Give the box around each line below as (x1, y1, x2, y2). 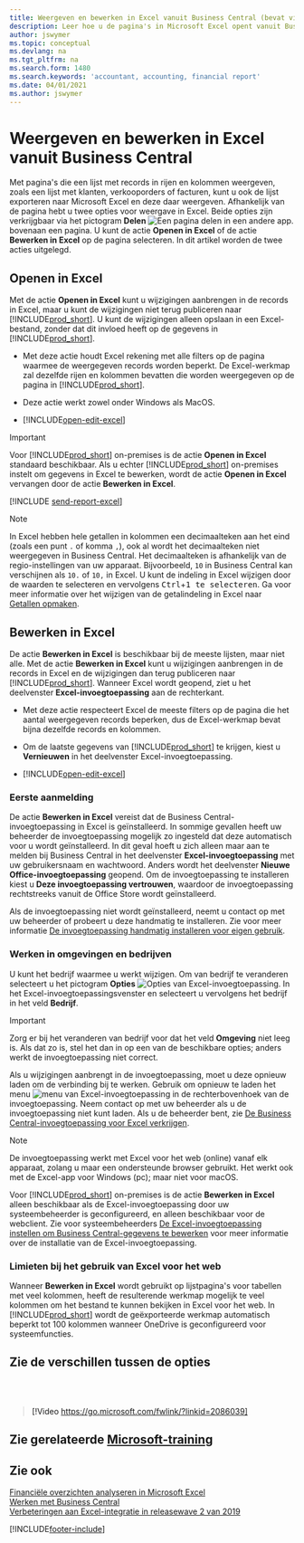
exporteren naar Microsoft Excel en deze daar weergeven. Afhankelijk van (9, 196, 285, 207)
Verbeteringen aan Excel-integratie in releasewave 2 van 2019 (9, 1506, 242, 1517)
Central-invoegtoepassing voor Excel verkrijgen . (9, 1117, 190, 1128)
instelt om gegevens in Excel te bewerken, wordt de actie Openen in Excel (9, 469, 287, 480)
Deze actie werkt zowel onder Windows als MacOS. (22, 397, 215, 408)
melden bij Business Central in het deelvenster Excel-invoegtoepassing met (9, 850, 295, 861)
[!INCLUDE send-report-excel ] (9, 496, 123, 507)
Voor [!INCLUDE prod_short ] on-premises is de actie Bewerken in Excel (9, 1189, 275, 1200)
